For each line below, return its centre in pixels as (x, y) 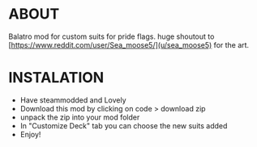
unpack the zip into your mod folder (80, 117)
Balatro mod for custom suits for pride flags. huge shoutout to (111, 36)
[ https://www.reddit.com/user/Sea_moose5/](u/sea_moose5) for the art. (129, 44)
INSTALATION (56, 78)
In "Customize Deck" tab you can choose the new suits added (124, 125)
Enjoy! (30, 134)
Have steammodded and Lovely (73, 100)
